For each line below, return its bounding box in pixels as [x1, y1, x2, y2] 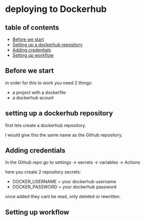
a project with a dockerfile [12, 89, 66, 95]
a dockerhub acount [12, 94, 54, 100]
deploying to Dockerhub [5, 3, 107, 15]
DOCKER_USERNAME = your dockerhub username [12, 179, 117, 185]
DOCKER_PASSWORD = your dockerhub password [12, 184, 117, 190]
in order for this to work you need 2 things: [5, 79, 93, 85]
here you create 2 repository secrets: [5, 169, 81, 175]
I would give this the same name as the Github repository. [5, 132, 123, 138]
